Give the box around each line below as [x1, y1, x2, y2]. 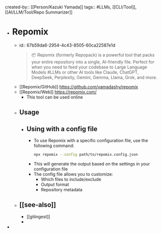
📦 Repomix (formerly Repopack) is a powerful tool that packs [31, 52, 155, 58]
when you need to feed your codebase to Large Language [31, 64, 147, 70]
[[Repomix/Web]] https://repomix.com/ [19, 89, 97, 95]
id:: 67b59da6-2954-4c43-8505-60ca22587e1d [19, 42, 116, 48]
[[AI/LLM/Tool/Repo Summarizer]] [5, 9, 73, 15]
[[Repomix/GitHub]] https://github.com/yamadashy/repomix [19, 83, 138, 89]
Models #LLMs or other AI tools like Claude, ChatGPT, [31, 69, 139, 75]
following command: [33, 143, 74, 149]
